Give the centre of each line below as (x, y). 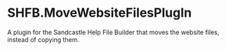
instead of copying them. (43, 39)
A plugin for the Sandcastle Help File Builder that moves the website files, (113, 32)
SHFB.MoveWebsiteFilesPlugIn (99, 13)
